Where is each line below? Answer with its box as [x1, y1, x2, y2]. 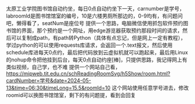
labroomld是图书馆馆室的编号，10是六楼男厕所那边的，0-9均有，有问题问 [6, 12, 183, 19]
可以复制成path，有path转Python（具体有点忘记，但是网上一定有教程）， [11, 34, 186, 41]
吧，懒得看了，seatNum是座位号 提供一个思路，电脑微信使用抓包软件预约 [6, 20, 183, 26]
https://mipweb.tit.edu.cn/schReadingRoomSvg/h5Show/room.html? [6, 70, 171, 77]
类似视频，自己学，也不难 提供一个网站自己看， [6, 64, 121, 70]
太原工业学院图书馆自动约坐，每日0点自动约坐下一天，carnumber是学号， [6, 5, 185, 12]
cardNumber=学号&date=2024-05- [6, 77, 92, 84]
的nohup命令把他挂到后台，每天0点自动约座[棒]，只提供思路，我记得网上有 [6, 56, 187, 63]
